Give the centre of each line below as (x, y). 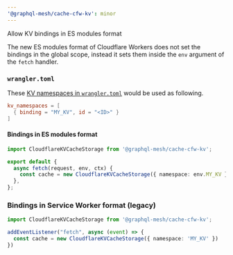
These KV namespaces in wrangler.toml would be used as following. (105, 93)
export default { (32, 162)
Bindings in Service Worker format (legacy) (81, 205)
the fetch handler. (33, 61)
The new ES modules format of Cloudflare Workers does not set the (104, 47)
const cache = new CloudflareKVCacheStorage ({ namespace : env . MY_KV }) (125, 174)
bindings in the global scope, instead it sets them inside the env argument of (116, 54)
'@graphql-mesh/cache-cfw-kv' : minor (62, 14)
